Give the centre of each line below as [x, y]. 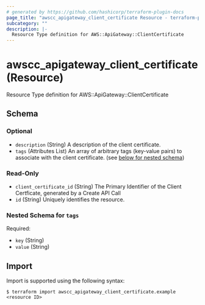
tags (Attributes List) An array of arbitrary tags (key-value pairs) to [99, 151]
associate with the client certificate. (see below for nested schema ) [100, 157]
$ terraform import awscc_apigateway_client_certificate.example [91, 292]
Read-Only [23, 173]
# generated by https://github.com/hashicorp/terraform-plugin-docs [95, 12]
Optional [19, 131]
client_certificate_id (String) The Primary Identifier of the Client [98, 187]
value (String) [32, 247]
